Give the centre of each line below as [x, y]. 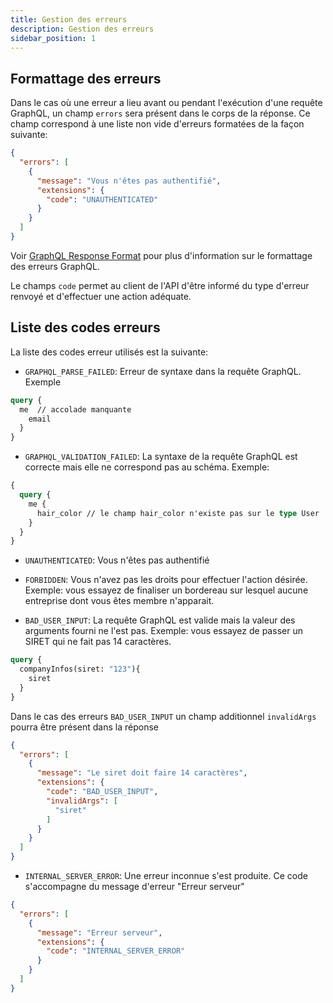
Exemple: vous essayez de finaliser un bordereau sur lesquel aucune [166, 590]
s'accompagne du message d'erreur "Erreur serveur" [134, 886]
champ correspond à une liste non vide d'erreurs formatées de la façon [157, 124]
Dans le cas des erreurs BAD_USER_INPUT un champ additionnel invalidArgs [163, 716]
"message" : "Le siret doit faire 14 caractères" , [142, 773]
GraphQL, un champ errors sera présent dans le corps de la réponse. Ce [160, 113]
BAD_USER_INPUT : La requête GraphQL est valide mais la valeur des [160, 620]
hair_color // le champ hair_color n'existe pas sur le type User [178, 513]
